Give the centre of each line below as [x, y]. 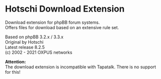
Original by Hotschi [24, 42]
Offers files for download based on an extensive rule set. [62, 27]
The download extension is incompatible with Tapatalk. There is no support [80, 67]
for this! [13, 72]
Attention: [15, 62]
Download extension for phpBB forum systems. [52, 22]
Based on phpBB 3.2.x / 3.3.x [34, 37]
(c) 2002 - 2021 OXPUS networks [39, 52]
